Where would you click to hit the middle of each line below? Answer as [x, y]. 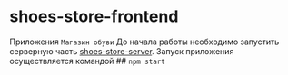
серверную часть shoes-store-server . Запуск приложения [122, 51]
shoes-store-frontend [94, 17]
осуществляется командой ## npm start [87, 61]
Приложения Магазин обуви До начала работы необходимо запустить [144, 42]
